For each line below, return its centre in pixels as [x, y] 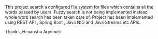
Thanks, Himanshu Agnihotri [33, 32]
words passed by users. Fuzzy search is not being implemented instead [76, 12]
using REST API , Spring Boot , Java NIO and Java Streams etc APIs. [73, 22]
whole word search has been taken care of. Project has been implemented [79, 17]
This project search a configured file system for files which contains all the [79, 7]
